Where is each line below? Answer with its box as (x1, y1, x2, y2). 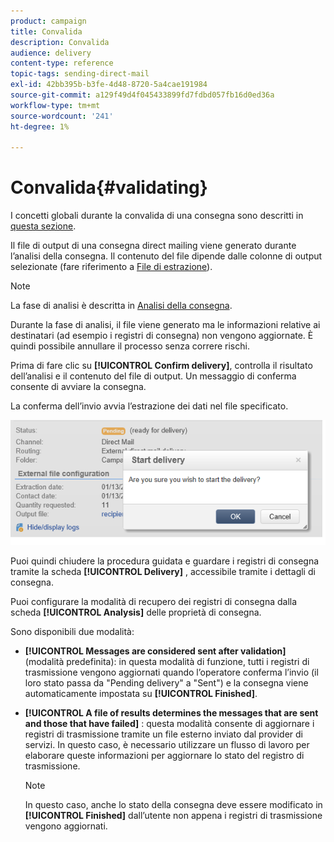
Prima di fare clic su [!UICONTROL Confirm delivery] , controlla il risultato (10, 360, 313, 372)
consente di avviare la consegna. (10, 381, 147, 393)
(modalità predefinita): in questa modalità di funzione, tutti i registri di (24, 656, 310, 668)
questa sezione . (10, 220, 77, 232)
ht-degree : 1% (10, 121, 70, 132)
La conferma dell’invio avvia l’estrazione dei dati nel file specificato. (10, 400, 289, 412)
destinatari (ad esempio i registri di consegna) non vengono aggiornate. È (10, 330, 314, 342)
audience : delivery (10, 48, 92, 58)
